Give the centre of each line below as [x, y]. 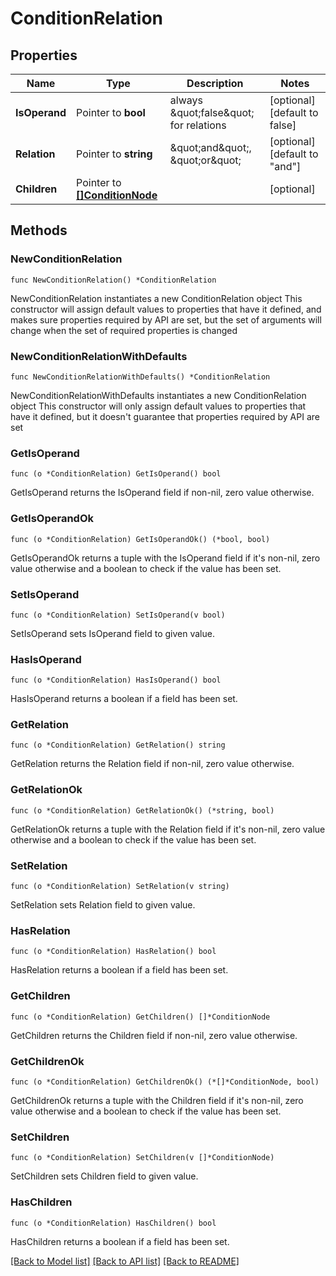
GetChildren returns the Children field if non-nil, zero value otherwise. [154, 1035]
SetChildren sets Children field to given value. [104, 1176]
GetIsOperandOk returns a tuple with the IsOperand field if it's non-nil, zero [165, 558]
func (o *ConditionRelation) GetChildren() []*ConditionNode [140, 1017]
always [186, 100]
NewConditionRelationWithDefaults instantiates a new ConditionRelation [158, 395]
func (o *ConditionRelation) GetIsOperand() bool [116, 474]
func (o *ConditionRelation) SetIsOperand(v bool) [118, 615]
